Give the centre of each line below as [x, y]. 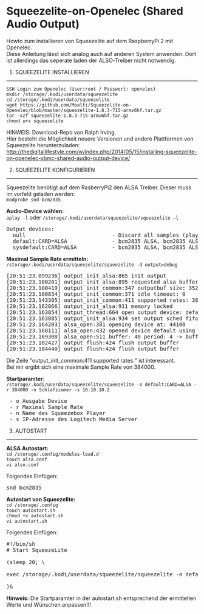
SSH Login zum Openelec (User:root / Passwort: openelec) [81, 89]
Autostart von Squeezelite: [41, 499]
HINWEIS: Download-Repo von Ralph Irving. [61, 132]
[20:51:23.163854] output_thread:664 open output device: [94, 312]
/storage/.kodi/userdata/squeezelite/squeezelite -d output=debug [92, 265]
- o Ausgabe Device [39, 401]
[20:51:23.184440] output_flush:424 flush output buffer [93, 349]
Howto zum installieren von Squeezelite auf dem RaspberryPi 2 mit [90, 41]
